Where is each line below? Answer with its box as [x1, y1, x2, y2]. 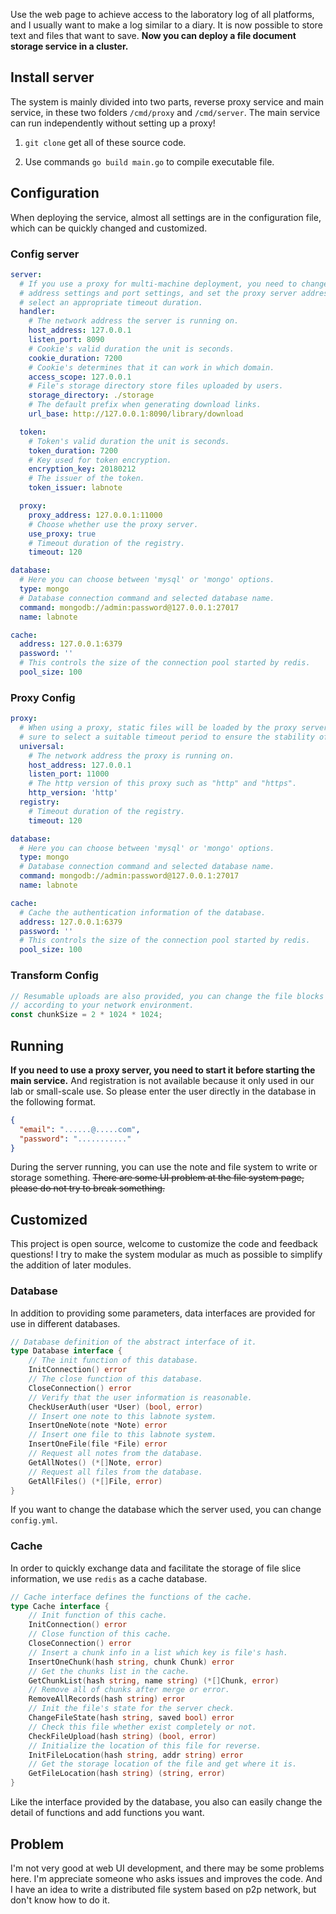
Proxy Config [10, 690, 76, 704]
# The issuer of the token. [28, 474, 145, 484]
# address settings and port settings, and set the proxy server [19, 288, 298, 298]
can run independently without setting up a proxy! [10, 117, 216, 129]
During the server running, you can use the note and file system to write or [10, 1161, 318, 1173]
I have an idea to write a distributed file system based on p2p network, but [10, 1883, 317, 1895]
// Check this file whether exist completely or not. [28, 1722, 257, 1732]
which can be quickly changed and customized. [10, 222, 208, 234]
